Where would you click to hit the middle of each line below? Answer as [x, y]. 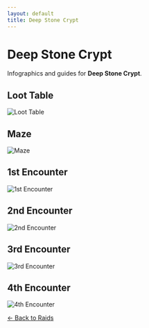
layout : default [30, 14]
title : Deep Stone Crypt [43, 20]
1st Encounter [37, 172]
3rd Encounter [39, 249]
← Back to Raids [30, 318]
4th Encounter [39, 287]
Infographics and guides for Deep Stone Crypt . [74, 74]
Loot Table [30, 95]
